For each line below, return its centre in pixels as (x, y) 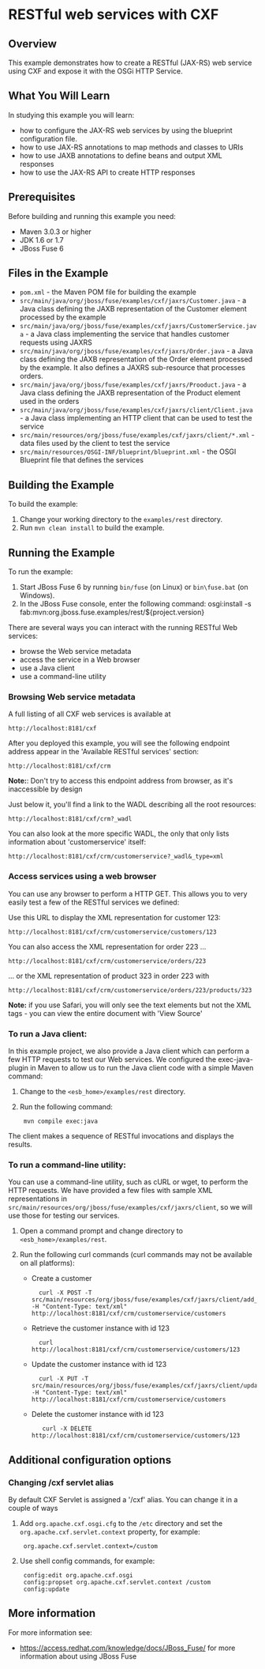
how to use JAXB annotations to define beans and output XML (121, 155)
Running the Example (62, 552)
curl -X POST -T (65, 1293)
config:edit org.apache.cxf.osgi (78, 1575)
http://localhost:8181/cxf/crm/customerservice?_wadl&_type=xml (116, 857)
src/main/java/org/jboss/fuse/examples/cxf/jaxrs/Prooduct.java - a (133, 384)
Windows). (37, 595)
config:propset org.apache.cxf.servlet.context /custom (117, 1582)
